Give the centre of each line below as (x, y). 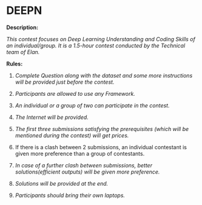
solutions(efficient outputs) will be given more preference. (87, 172)
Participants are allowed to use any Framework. (75, 93)
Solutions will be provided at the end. (62, 183)
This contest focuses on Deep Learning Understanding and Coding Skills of (101, 39)
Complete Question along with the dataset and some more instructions (104, 75)
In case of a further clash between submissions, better (84, 165)
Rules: (15, 64)
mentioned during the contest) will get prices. (72, 135)
